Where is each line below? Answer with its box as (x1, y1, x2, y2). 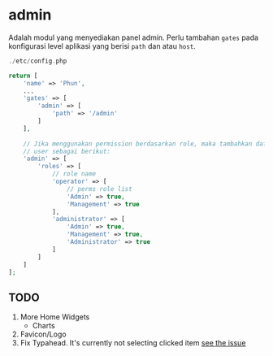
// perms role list (66, 185, 132, 193)
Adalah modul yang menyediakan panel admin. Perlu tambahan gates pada (8, 33, 258, 42)
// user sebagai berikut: (23, 147, 111, 155)
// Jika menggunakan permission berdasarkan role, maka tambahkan (23, 140, 253, 148)
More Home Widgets (19, 312, 90, 322)
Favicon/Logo (19, 329, 67, 339)
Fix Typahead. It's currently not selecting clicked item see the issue (19, 338, 246, 348)
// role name (51, 170, 96, 178)
